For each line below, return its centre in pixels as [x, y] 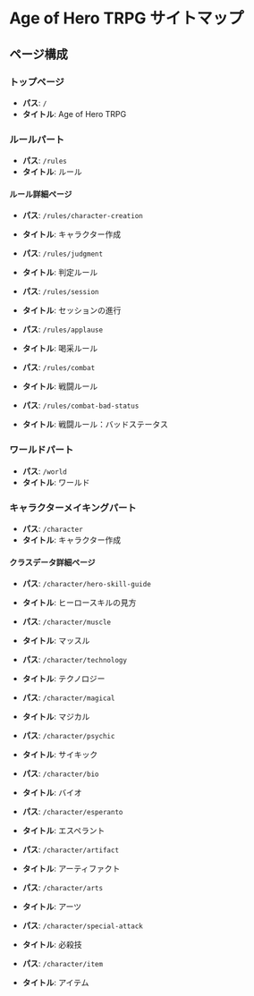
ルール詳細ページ [41, 194]
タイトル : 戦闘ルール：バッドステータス [95, 425]
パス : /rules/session [61, 291]
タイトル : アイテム [55, 983]
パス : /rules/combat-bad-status [80, 405]
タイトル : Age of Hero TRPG [74, 114]
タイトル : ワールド [56, 482]
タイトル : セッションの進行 [72, 310]
